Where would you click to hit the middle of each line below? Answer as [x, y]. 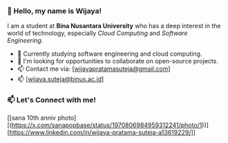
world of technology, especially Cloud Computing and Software [97, 33]
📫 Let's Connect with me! [52, 100]
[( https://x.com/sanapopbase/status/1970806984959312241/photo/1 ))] [108, 125]
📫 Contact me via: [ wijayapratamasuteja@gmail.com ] [94, 69]
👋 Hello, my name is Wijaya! [55, 11]
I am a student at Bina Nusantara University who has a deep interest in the [114, 26]
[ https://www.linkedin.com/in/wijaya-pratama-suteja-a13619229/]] [101, 132]
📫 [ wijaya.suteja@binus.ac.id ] [60, 79]
